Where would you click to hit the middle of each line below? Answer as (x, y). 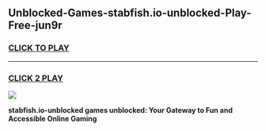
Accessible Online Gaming (53, 118)
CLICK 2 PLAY (36, 78)
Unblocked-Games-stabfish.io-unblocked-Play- (130, 13)
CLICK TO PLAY (39, 48)
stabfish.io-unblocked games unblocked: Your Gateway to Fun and (121, 110)
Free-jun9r (35, 26)
